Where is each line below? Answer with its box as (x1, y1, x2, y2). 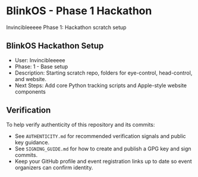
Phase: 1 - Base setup (14, 63, 68, 70)
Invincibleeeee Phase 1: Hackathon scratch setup (6, 24, 127, 31)
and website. (14, 75, 46, 82)
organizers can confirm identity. (14, 164, 93, 171)
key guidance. (14, 139, 50, 146)
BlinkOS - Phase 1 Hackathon (6, 4, 152, 18)
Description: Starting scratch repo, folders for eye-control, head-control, (14, 69, 193, 76)
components (14, 88, 46, 95)
